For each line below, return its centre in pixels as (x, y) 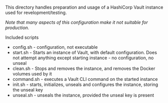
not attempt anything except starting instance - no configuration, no (83, 58)
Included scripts (22, 37)
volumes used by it (32, 74)
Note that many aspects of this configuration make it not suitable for (77, 22)
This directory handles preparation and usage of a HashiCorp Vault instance (84, 7)
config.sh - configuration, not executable (55, 47)
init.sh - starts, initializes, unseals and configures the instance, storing (85, 84)
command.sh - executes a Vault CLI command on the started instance (85, 79)
